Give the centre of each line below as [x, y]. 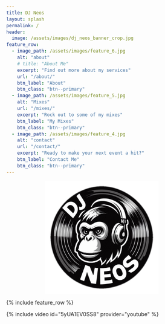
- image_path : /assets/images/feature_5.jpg [69, 96]
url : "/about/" [36, 76]
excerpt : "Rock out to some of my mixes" [70, 115]
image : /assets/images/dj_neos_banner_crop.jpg [73, 38]
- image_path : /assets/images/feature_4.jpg [69, 134]
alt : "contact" [36, 140]
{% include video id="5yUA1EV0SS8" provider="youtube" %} [82, 314]
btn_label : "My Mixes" [46, 121]
